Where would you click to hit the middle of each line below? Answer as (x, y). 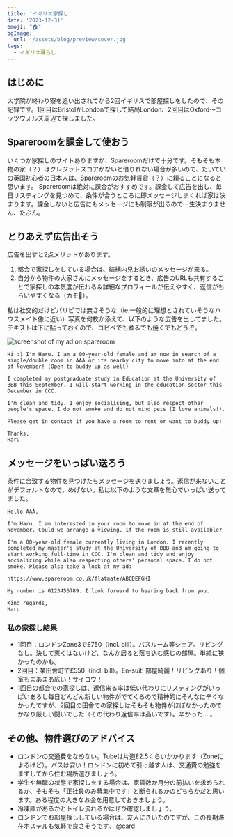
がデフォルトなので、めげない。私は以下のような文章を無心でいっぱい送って (116, 490)
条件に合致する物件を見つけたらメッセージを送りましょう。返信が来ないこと (116, 481)
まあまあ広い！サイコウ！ (66, 679)
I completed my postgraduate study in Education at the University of (112, 379)
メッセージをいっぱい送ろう (67, 463)
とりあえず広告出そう (53, 237)
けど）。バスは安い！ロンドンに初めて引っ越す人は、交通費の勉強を (126, 765)
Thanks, (18, 434)
